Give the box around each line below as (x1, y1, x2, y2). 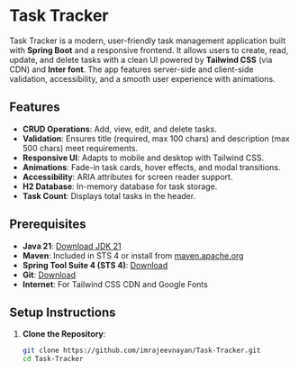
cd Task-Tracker (22, 355, 84, 364)
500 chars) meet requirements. (22, 142, 138, 153)
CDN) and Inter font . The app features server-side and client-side (9, 64, 254, 75)
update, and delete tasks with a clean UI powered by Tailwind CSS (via (9, 54, 273, 65)
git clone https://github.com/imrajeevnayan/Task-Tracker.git (22, 346, 261, 356)
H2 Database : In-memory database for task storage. (22, 181, 218, 192)
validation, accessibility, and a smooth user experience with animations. (9, 73, 276, 84)
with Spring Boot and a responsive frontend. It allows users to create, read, (9, 44, 289, 55)
